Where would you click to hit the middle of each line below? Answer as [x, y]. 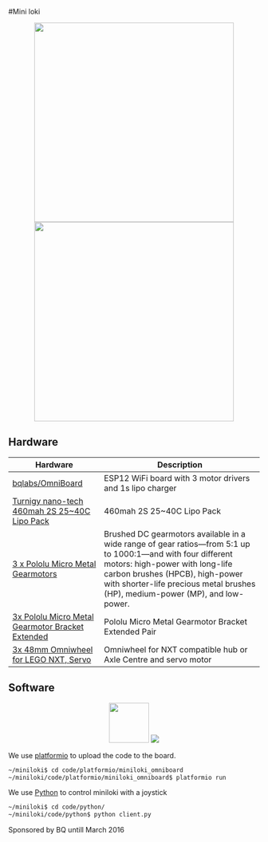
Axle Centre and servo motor [158, 659]
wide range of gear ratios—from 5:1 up [177, 544]
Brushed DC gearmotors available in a [174, 533]
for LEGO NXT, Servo [52, 659]
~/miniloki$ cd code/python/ [57, 807]
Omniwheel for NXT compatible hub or [175, 649]
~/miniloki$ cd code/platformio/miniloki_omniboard [96, 770]
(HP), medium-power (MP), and [164, 593]
